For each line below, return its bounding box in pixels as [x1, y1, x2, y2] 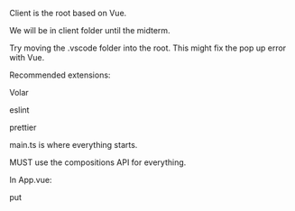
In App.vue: [9, 175, 52, 185]
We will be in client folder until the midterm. [9, 25, 171, 35]
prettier [9, 122, 37, 133]
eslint [9, 105, 30, 115]
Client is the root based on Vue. [9, 8, 127, 18]
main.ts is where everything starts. [9, 140, 138, 150]
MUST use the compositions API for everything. [9, 157, 187, 168]
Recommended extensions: [9, 69, 111, 80]
